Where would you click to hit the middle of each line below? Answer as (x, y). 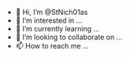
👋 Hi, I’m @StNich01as (52, 12)
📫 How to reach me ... (52, 46)
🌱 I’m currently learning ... (58, 29)
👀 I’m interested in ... (49, 20)
